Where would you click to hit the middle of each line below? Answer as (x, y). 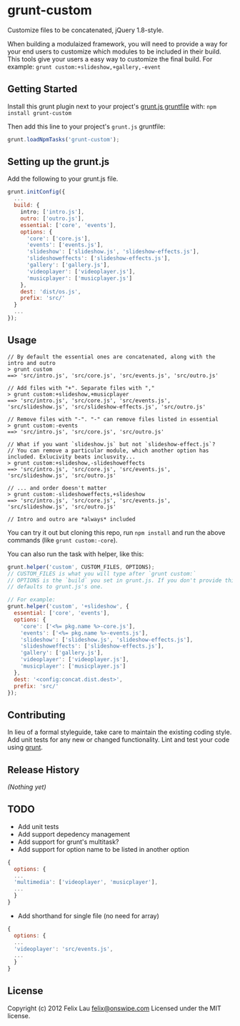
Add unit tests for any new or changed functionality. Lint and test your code (119, 740)
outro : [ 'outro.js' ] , (52, 218)
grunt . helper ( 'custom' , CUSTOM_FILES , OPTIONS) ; (81, 567)
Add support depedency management (74, 834)
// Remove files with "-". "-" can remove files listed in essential (113, 419)
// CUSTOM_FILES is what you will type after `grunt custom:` (102, 573)
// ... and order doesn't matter (57, 488)
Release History (44, 770)
